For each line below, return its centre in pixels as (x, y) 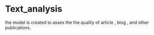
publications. (18, 27)
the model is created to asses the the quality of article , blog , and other (77, 22)
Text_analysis (34, 9)
